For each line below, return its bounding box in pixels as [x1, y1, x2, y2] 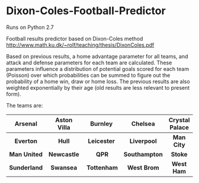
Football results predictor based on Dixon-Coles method [6, 35, 143, 42]
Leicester [88, 137, 115, 145]
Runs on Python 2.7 [6, 24, 54, 31]
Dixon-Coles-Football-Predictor [6, 4, 166, 18]
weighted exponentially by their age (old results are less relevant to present [6, 84, 190, 91]
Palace [169, 123, 190, 131]
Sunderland [9, 164, 43, 172]
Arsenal [14, 119, 37, 128]
